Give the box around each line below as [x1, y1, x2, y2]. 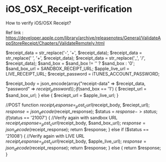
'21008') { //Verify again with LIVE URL [5, 133, 85, 139]
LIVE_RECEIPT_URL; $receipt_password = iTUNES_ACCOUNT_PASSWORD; [5, 71, 160, 77]
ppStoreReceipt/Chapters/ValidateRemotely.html [5, 40, 105, 46]
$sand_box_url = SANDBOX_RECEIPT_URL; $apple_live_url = [5, 66, 130, 72]
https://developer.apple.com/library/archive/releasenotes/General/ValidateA [5, 35, 161, 41]
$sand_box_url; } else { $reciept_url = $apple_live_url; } [5, 92, 119, 98]
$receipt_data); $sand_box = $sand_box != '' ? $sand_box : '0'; [5, 60, 135, 66]
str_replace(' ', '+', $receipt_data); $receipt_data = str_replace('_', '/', [5, 55, 146, 61]
